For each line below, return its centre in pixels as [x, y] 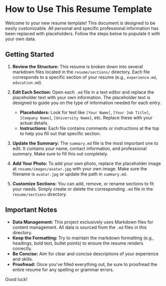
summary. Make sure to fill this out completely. [60, 153]
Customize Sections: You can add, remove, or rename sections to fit [83, 183]
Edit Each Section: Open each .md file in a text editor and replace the [83, 92]
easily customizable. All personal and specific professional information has [82, 28]
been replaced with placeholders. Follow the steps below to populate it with [83, 33]
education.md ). [27, 82]
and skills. [23, 259]
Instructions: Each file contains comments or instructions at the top [89, 128]
